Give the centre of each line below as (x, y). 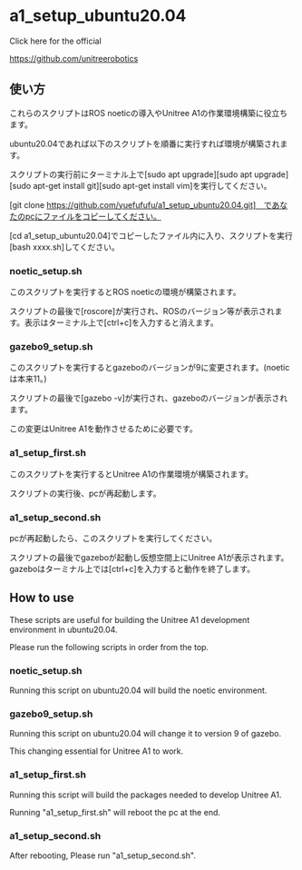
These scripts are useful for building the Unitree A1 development (130, 619)
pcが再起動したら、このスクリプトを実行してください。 (113, 538)
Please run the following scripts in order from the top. (109, 647)
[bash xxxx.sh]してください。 (64, 247)
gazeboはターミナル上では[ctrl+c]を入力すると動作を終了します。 (132, 568)
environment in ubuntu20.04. (63, 629)
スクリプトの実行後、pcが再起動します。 (85, 493)
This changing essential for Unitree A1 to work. (97, 751)
